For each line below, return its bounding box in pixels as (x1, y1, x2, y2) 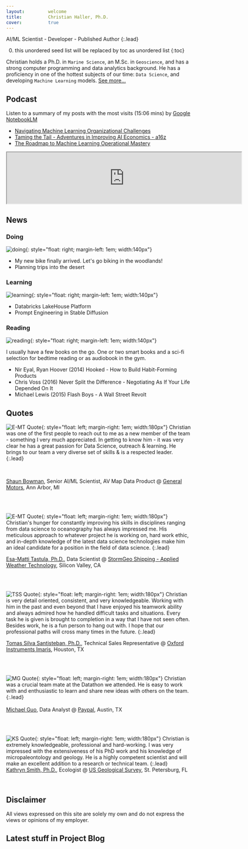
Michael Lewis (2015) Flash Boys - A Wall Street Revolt (14, 391, 147, 398)
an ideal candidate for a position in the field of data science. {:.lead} (6, 544, 170, 551)
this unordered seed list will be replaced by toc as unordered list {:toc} (14, 47, 185, 54)
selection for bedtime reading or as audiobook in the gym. (6, 355, 147, 362)
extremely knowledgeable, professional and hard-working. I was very (6, 741, 174, 749)
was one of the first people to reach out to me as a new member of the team (6, 430, 191, 437)
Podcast (6, 94, 37, 104)
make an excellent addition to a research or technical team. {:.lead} (6, 760, 168, 767)
